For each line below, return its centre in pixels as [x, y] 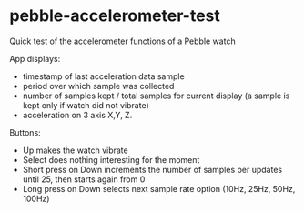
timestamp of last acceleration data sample [103, 76]
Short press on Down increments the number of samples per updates [152, 169]
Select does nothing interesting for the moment [111, 159]
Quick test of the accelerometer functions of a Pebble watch [122, 41]
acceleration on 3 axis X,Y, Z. [77, 115]
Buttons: [25, 132]
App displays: [35, 58]
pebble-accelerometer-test [115, 16]
